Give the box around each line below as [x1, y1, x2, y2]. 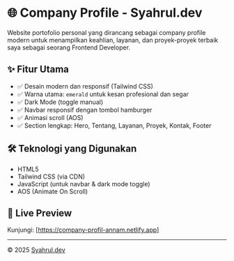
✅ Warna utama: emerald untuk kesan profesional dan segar [17, 89, 189, 98]
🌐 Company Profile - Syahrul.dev [7, 5, 203, 21]
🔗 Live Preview [7, 207, 72, 219]
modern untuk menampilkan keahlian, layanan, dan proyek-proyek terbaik [7, 36, 219, 44]
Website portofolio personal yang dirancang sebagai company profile [7, 28, 206, 36]
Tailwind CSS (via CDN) [17, 172, 86, 181]
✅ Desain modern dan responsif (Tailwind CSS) [17, 82, 153, 90]
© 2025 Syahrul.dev [7, 246, 66, 254]
